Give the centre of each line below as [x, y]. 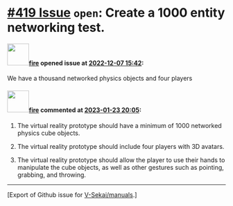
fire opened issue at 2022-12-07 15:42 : [86, 63]
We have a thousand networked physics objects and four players [100, 79]
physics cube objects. [49, 133]
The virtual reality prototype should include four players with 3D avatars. [121, 146]
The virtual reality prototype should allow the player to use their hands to [121, 160]
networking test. [56, 27]
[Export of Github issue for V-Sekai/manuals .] [72, 195]
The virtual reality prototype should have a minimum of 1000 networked [119, 125]
